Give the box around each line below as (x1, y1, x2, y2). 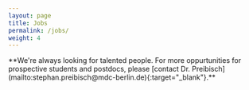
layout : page (8, 11, 52, 20)
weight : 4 (8, 33, 41, 42)
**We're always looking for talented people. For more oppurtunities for (8, 56, 241, 65)
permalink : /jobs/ (8, 26, 69, 34)
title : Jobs (8, 19, 48, 27)
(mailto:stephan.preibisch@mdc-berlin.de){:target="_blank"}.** (8, 72, 216, 82)
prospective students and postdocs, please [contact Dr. (8, 65, 191, 74)
